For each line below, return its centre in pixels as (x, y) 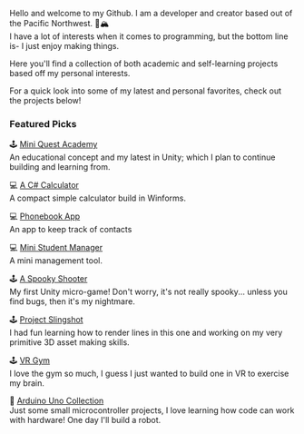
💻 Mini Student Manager (56, 248)
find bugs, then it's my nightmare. (73, 301)
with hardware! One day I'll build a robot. (85, 420)
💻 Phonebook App (45, 216)
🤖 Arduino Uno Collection (57, 401)
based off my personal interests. (70, 73)
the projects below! (45, 100)
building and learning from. (60, 167)
